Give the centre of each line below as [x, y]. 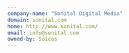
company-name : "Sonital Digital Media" [65, 13]
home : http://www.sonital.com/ [53, 26]
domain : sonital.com [37, 20]
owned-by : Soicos [32, 39]
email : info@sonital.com [43, 33]
